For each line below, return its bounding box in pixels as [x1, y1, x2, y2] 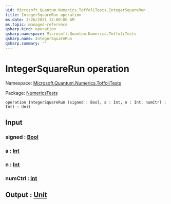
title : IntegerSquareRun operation [5, 12, 82, 17]
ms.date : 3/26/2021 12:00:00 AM [5, 17, 74, 22]
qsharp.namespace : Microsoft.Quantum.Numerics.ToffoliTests [5, 31, 137, 36]
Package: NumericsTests [5, 90, 58, 96]
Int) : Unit [5, 104, 31, 109]
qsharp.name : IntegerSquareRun [5, 36, 72, 42]
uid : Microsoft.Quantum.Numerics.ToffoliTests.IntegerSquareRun [5, 7, 146, 13]
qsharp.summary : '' [5, 41, 47, 46]
